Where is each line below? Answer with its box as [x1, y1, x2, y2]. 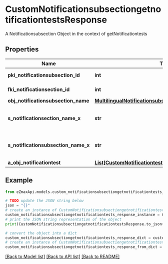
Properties [5, 45, 39, 53]
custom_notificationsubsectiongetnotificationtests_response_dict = [5, 235, 151, 240]
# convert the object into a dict [5, 230, 77, 235]
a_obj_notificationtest [7, 159, 61, 166]
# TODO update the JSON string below [5, 198, 84, 203]
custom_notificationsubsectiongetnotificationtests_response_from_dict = [5, 244, 162, 249]
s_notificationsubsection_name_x [7, 141, 90, 148]
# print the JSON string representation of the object [5, 216, 122, 222]
